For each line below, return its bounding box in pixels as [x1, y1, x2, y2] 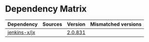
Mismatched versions [90, 21, 142, 28]
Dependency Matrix [5, 3, 87, 14]
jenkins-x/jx [7, 29, 36, 36]
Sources [42, 21, 62, 28]
